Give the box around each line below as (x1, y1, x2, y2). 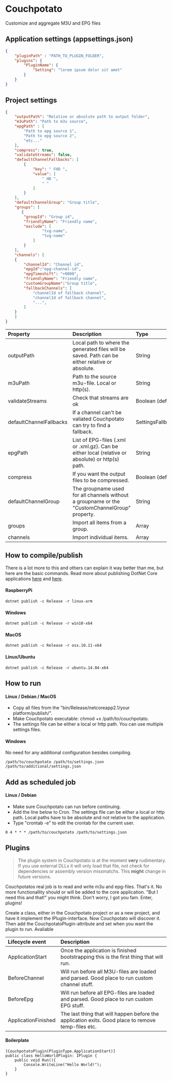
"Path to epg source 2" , (24, 133, 77, 138)
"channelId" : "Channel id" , (24, 262, 83, 267)
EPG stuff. (60, 1002, 85, 1009)
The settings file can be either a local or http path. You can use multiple (12, 721, 164, 727)
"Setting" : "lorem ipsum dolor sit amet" (32, 68, 123, 73)
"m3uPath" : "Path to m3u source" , (14, 119, 88, 124)
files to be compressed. (72, 477, 129, 484)
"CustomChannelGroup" (72, 504, 131, 511)
